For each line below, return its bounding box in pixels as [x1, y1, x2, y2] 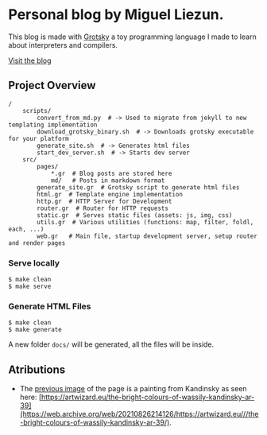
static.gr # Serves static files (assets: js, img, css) [37, 211, 233, 219]
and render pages [8, 239, 66, 247]
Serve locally [8, 257, 60, 268]
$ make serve [8, 282, 52, 291]
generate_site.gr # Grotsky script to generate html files [37, 183, 240, 192]
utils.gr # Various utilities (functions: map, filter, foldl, [37, 218, 254, 226]
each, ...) [8, 225, 44, 233]
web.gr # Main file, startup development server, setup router [37, 232, 258, 240]
